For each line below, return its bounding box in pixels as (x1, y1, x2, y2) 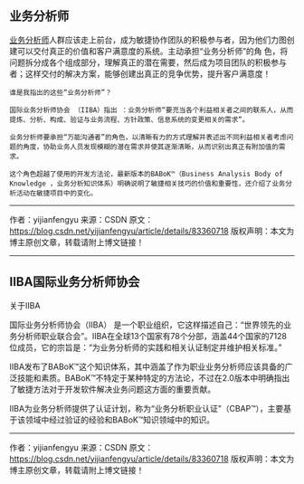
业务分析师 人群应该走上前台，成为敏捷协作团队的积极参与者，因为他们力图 (9, 34, 287, 45)
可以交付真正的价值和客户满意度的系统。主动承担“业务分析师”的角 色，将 (16, 45, 289, 56)
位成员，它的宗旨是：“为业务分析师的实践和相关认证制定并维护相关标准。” (9, 342, 282, 353)
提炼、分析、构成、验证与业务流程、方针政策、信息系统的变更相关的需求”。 (9, 115, 250, 124)
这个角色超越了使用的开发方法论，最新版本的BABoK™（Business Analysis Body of (9, 169, 283, 178)
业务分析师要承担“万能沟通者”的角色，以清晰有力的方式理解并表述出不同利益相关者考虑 (9, 132, 287, 142)
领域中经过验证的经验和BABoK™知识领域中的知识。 (24, 414, 215, 425)
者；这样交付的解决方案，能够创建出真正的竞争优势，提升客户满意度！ (9, 68, 271, 79)
